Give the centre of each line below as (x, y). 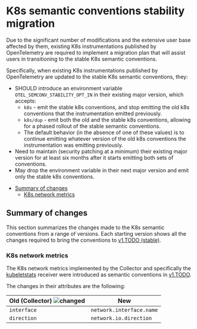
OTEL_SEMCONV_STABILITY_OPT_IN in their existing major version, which (99, 94)
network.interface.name (124, 310)
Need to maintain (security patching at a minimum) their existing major (101, 151)
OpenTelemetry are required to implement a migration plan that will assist (96, 52)
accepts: (26, 101)
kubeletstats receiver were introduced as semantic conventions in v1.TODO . (99, 275)
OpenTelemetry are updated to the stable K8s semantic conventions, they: (97, 77)
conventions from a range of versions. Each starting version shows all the (96, 233)
